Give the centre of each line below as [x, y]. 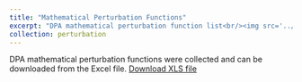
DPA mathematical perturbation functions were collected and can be [136, 60]
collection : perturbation [58, 34]
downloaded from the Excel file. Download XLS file [103, 69]
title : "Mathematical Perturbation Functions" [98, 17]
